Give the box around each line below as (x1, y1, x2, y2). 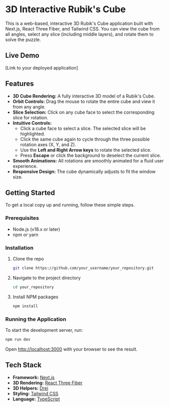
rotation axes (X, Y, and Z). (20, 141, 77, 148)
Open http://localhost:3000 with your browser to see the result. (5, 346, 138, 352)
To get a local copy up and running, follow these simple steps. (5, 202, 135, 208)
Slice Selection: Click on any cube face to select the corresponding (12, 109, 155, 115)
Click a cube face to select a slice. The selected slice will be (20, 125, 146, 131)
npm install (12, 303, 38, 309)
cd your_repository (12, 284, 54, 290)
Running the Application (5, 316, 66, 323)
